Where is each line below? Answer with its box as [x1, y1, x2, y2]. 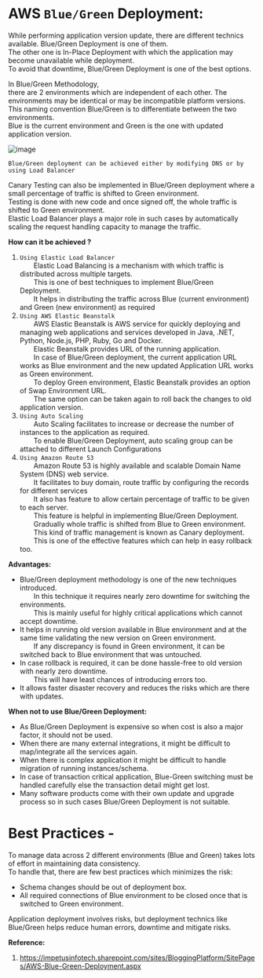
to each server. [19, 502, 69, 512]
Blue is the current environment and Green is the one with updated [8, 121, 224, 130]
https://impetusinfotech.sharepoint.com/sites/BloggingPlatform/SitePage [19, 953, 255, 962]
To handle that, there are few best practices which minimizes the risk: [8, 867, 233, 876]
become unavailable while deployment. [8, 56, 135, 65]
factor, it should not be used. [19, 730, 113, 739]
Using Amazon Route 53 [19, 454, 94, 462]
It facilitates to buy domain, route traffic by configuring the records [33, 477, 250, 487]
